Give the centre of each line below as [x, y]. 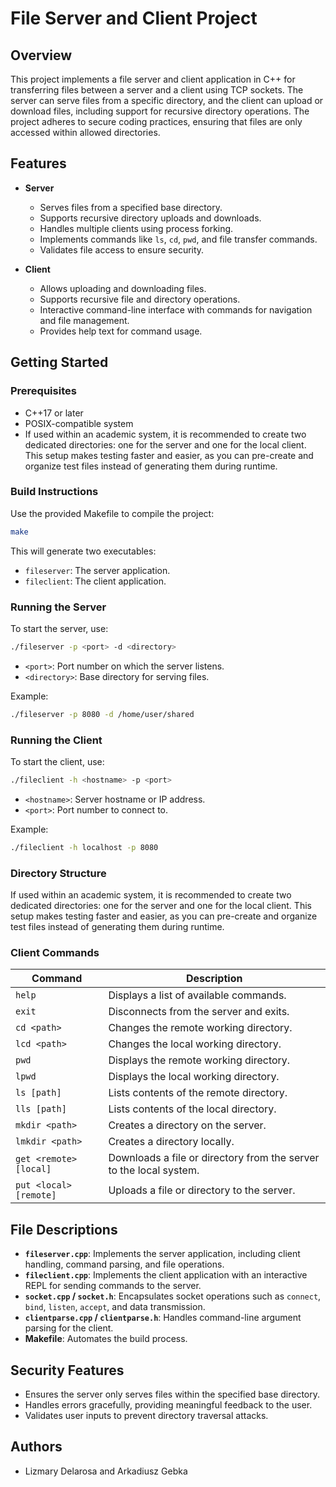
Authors [36, 1447]
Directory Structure [58, 873]
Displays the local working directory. [194, 1077]
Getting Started [59, 362]
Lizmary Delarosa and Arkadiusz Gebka [106, 1471]
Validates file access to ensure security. [122, 249]
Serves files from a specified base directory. [131, 207]
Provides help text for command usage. [121, 331]
